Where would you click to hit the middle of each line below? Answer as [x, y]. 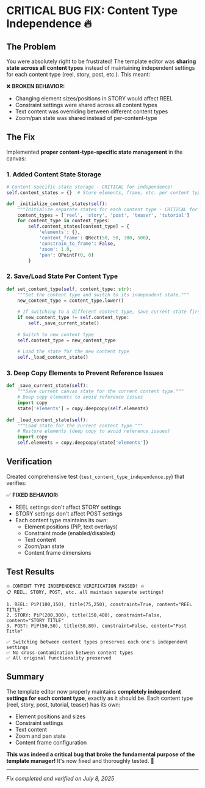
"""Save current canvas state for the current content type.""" [101, 392]
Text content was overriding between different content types [92, 111]
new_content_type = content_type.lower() [70, 301]
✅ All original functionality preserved [59, 658]
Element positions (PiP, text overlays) [71, 527]
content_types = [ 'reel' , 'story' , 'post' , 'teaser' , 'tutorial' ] [103, 215]
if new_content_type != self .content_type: [74, 318]
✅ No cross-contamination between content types [70, 653]
